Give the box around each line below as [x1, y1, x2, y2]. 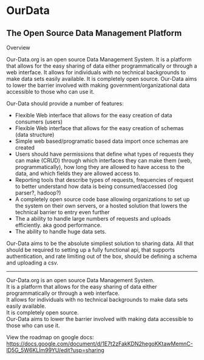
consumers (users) [15, 118, 63, 125]
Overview [6, 44, 30, 51]
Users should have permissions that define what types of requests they [15, 150, 194, 157]
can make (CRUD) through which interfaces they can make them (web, [15, 157, 192, 164]
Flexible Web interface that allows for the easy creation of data [15, 112, 172, 119]
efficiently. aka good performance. [15, 221, 102, 229]
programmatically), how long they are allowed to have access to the [15, 164, 185, 170]
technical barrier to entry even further [15, 209, 110, 216]
